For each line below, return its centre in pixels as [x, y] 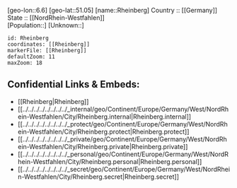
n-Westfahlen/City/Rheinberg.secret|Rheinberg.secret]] [98, 177]
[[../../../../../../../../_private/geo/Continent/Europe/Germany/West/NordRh [122, 139]
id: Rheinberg [28, 38]
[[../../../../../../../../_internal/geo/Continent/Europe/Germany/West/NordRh [123, 109]
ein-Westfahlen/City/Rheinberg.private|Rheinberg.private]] [103, 146]
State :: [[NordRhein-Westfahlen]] [56, 18]
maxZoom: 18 [25, 63]
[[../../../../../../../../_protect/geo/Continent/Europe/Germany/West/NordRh [122, 124]
